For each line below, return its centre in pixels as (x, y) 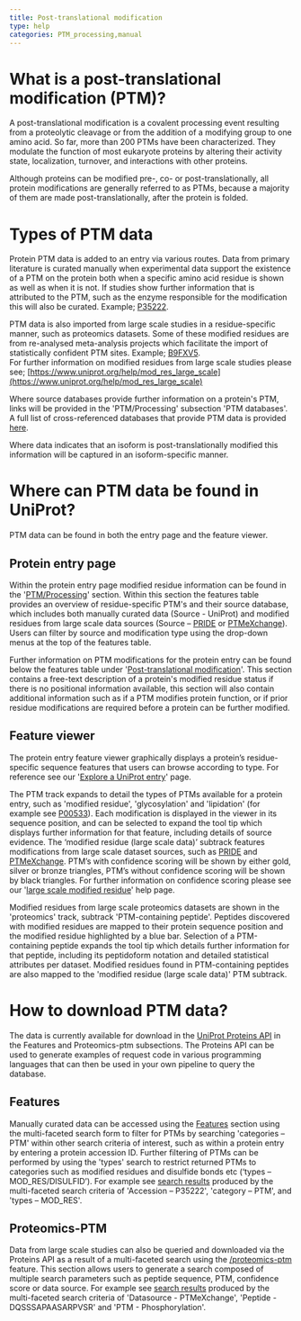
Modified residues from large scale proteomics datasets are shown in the (145, 907)
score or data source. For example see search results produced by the (139, 1289)
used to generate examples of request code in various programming (136, 1055)
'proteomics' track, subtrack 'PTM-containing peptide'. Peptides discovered (150, 917)
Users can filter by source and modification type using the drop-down (139, 633)
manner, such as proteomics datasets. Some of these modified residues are (149, 334)
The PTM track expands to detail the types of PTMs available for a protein (146, 794)
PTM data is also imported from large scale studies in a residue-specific (142, 324)
